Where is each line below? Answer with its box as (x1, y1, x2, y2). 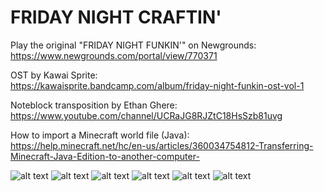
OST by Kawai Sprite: (10, 69, 98, 81)
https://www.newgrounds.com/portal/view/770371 (10, 49, 218, 61)
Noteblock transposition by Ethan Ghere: (10, 99, 178, 111)
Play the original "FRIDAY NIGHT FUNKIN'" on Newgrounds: (10, 39, 257, 51)
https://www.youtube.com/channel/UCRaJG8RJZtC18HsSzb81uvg (10, 109, 283, 121)
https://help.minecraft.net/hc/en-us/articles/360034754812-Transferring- (10, 139, 314, 151)
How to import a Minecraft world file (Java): (10, 129, 190, 141)
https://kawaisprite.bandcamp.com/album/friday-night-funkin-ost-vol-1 (10, 79, 305, 91)
